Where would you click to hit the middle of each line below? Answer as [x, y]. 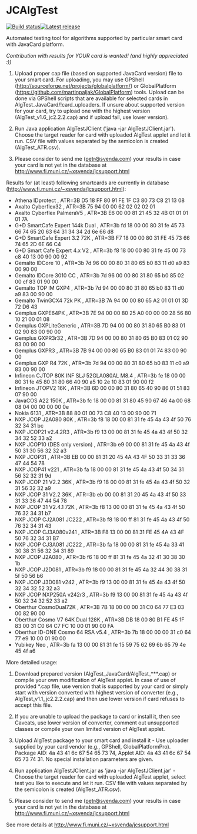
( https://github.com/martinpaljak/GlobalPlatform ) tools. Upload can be [99, 92]
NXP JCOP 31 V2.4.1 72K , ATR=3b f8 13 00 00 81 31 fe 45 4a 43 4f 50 [100, 507]
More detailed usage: [32, 662]
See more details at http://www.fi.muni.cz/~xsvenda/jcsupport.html [88, 825]
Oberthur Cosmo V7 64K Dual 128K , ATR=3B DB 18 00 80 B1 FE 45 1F [99, 620]
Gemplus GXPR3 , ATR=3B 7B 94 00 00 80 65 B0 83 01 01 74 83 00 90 [101, 350]
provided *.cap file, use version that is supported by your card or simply [101, 686]
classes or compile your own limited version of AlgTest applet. [90, 729]
